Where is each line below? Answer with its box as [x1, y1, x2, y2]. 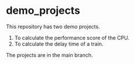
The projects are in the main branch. [6, 51, 93, 58]
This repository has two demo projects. [6, 23, 100, 30]
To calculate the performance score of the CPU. [14, 34, 130, 41]
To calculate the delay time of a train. [14, 40, 104, 47]
